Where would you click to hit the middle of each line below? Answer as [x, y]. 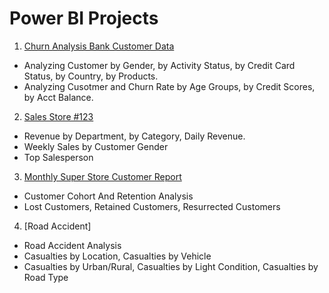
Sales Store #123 [58, 116]
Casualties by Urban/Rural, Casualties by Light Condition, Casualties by [171, 266]
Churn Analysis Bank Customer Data [99, 46]
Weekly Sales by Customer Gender [96, 146]
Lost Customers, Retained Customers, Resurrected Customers [152, 206]
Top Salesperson [58, 157]
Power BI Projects [84, 18]
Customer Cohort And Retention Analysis [108, 196]
